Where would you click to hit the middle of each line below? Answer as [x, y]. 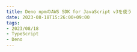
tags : [13, 23]
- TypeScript [23, 34]
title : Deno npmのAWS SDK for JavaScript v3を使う [69, 12]
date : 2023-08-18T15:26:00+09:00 [48, 17]
